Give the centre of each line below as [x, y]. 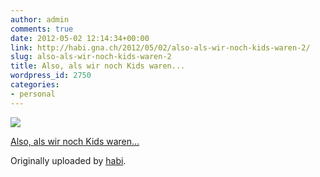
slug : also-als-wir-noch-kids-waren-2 [91, 57]
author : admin [40, 19]
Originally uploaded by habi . [68, 160]
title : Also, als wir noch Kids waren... [98, 66]
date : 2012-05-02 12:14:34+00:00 [80, 38]
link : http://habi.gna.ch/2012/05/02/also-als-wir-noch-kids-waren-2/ [160, 47]
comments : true [42, 29]
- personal [33, 94]
